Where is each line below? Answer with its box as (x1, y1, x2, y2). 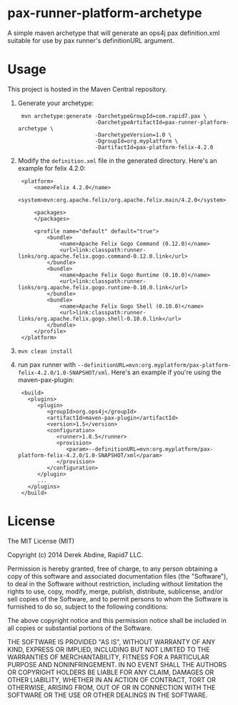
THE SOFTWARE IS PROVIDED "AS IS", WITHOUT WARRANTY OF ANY (7, 637, 216, 646)
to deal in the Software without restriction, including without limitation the (7, 579, 223, 588)
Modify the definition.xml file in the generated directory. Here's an (17, 156, 217, 165)
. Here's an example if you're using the (107, 368, 222, 376)
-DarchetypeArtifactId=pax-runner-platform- (94, 119, 230, 126)
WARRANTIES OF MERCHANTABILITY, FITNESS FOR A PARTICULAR (7, 652, 209, 661)
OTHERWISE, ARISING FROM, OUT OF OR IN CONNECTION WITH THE (7, 683, 216, 691)
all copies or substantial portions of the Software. (7, 624, 152, 632)
